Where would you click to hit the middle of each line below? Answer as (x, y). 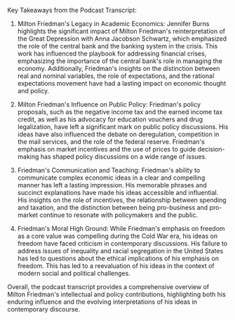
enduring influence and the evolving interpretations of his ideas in (102, 302)
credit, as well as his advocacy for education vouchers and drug (110, 119)
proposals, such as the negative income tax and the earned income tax (120, 112)
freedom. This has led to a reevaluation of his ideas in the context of (116, 266)
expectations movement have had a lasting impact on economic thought (122, 83)
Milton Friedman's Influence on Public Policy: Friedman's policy (109, 104)
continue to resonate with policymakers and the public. (119, 215)
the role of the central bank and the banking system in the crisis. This (117, 46)
